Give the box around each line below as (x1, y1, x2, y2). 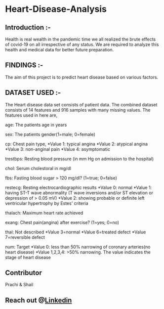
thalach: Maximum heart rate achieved (5, 210, 83, 216)
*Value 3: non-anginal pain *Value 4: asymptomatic (5, 146, 110, 152)
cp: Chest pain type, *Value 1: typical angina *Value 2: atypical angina (5, 141, 148, 147)
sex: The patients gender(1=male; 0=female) (5, 131, 95, 137)
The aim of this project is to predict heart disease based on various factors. (5, 74, 159, 80)
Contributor (5, 268, 42, 277)
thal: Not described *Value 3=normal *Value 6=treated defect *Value (5, 229, 146, 235)
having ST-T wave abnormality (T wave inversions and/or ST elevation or (5, 189, 153, 196)
